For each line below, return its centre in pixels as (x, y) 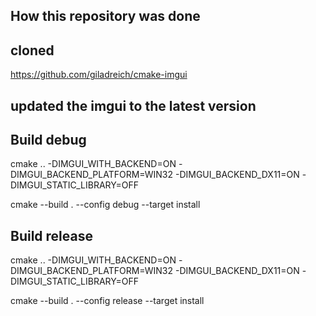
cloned (32, 50)
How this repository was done (105, 16)
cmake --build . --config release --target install (107, 301)
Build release (51, 235)
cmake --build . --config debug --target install (105, 205)
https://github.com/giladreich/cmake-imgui (99, 75)
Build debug (48, 139)
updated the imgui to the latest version (133, 105)
